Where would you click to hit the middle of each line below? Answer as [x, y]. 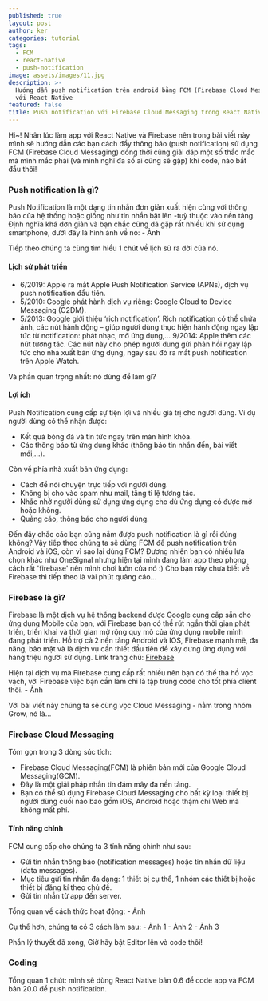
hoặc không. [40, 510]
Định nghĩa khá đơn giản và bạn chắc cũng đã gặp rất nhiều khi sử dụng [126, 224]
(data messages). [48, 870]
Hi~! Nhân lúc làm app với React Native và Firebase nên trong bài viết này [129, 135]
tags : [17, 46]
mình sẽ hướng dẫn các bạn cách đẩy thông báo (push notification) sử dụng [133, 144]
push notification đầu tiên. [63, 293]
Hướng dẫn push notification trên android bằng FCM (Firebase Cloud [132, 90]
